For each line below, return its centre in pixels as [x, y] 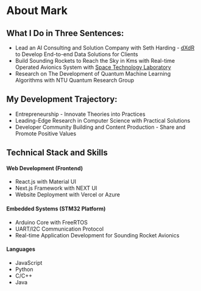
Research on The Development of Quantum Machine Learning [93, 74]
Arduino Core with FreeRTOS [51, 222]
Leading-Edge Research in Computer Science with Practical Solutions [103, 120]
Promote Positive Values [46, 133]
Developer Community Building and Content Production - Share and [100, 127]
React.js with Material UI [46, 182]
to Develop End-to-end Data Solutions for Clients [76, 54]
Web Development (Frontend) [45, 168]
